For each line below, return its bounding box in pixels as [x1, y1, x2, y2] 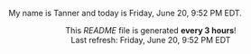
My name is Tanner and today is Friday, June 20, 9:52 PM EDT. [8, 8, 243, 18]
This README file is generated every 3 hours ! [65, 25, 237, 35]
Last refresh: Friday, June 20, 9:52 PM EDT [70, 35, 231, 45]
